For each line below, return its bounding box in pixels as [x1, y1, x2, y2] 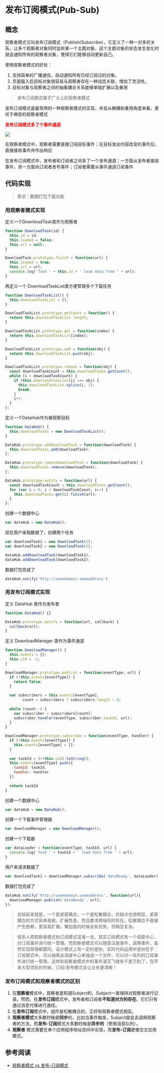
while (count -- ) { [9, 706, 47, 711]
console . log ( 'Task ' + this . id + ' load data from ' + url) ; [9, 269, 137, 274]
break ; [18, 387, 32, 392]
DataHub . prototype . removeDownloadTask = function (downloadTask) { [5, 460, 143, 465]
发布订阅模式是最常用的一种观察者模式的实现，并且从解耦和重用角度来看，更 [5, 105, 159, 111]
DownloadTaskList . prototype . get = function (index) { [5, 329, 115, 334]
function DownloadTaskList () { [5, 293, 69, 298]
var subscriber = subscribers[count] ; [14, 711, 93, 716]
